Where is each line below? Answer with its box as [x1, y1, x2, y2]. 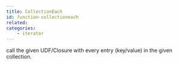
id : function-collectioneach [6, 14, 79, 20]
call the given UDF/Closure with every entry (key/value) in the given [6, 47, 173, 54]
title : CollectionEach [6, 8, 63, 15]
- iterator [17, 31, 44, 37]
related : [6, 19, 28, 25]
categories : [6, 25, 36, 31]
